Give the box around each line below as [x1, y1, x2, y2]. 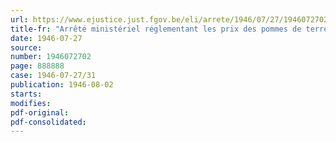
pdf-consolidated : [10, 117, 87, 127]
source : [10, 42, 43, 53]
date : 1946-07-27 [10, 33, 83, 43]
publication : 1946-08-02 [10, 80, 114, 90]
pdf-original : [10, 107, 70, 118]
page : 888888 [10, 61, 65, 71]
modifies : [10, 98, 52, 108]
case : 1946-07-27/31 [10, 71, 97, 81]
